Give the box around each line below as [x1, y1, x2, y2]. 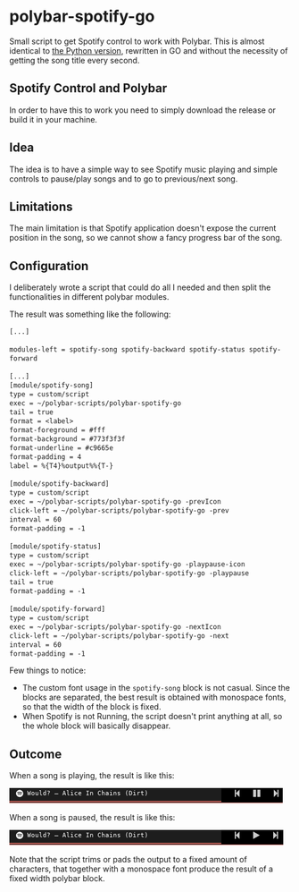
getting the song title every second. [9, 55, 140, 65]
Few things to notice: [9, 665, 87, 676]
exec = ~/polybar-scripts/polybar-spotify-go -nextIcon [9, 623, 221, 632]
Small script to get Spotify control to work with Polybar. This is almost [9, 36, 265, 47]
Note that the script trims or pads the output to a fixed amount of [9, 854, 247, 864]
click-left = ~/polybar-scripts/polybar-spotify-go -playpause [9, 569, 250, 578]
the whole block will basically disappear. [21, 720, 171, 731]
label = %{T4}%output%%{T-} [9, 462, 114, 471]
